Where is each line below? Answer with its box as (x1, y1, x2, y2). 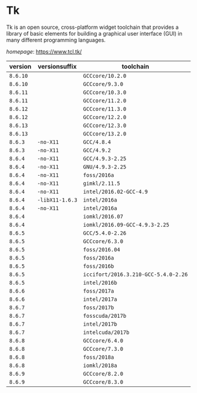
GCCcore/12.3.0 (83, 122, 127, 129)
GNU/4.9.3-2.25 (83, 163, 127, 170)
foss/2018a (83, 353, 114, 361)
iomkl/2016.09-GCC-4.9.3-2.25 (83, 221, 169, 228)
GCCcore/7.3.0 (83, 345, 124, 352)
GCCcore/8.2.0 (83, 370, 124, 377)
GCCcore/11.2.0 (83, 97, 127, 104)
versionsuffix (38, 62, 77, 70)
